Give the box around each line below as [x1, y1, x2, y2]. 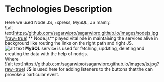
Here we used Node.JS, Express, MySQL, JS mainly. [5, 20, 111, 25]
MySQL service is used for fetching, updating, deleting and [25, 45, 145, 51]
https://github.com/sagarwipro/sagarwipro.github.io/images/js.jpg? [23, 61, 159, 67]
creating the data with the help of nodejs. [5, 50, 88, 57]
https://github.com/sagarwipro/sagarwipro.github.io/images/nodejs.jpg [14, 30, 158, 36]
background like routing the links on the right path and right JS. [5, 40, 133, 46]
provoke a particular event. [5, 71, 60, 77]
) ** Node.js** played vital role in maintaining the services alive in [26, 35, 158, 41]
